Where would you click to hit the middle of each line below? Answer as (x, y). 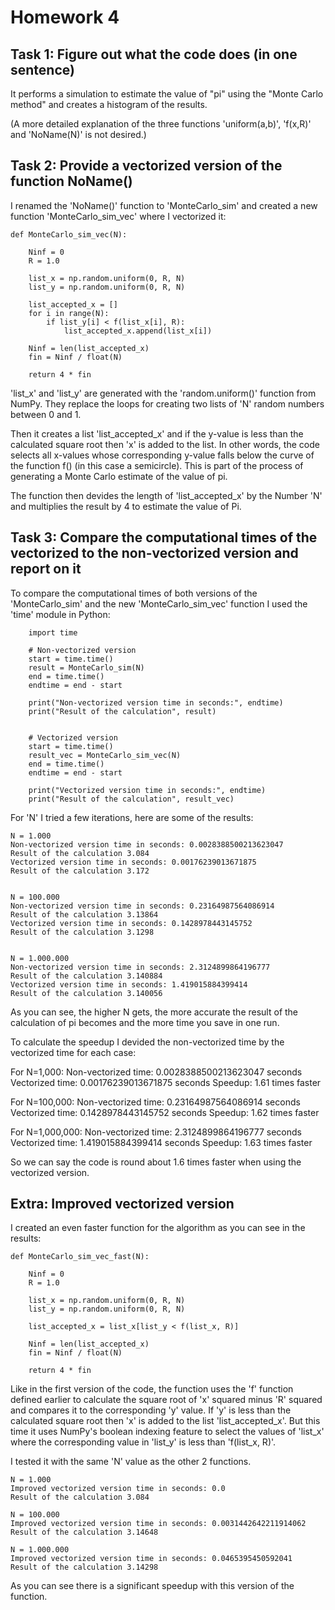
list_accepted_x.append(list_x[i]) (138, 331)
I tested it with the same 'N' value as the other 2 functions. (131, 1462)
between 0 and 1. (46, 414)
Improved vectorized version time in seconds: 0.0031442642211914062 (158, 1524)
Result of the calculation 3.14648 (84, 1532)
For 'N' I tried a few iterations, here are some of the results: (132, 817)
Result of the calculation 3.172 (80, 871)
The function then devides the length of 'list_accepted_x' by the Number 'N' (166, 495)
